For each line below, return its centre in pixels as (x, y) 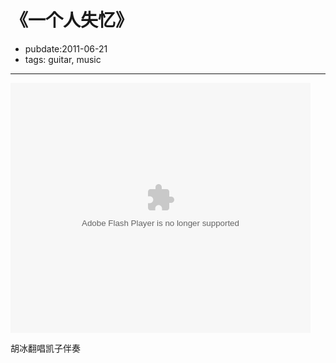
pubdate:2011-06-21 (66, 48)
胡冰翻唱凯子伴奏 (45, 348)
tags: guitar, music (63, 59)
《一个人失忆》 (72, 20)
